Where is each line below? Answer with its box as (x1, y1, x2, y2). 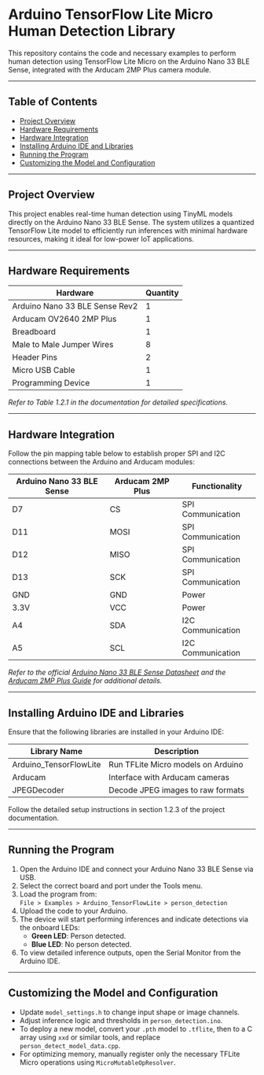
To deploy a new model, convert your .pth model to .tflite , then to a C (19, 1024, 253, 1033)
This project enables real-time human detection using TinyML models (8, 209, 233, 218)
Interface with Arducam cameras (108, 772, 230, 782)
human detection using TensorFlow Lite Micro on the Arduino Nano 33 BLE (8, 57, 250, 66)
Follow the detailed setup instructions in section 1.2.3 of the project (8, 805, 225, 814)
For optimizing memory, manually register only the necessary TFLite (19, 1049, 240, 1058)
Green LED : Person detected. (31, 931, 126, 940)
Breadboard (12, 327, 57, 338)
